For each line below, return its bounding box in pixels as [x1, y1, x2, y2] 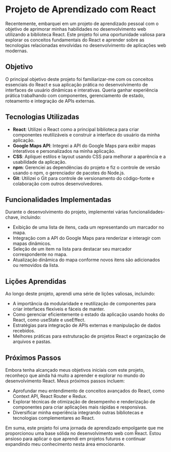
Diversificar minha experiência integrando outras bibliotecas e [12, 410, 144, 415]
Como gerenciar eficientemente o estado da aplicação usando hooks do [12, 311, 165, 318]
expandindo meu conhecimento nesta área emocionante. [5, 441, 125, 447]
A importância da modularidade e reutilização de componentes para [12, 301, 156, 307]
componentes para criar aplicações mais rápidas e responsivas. [12, 404, 148, 410]
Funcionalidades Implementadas [5, 195, 111, 204]
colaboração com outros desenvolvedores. [12, 180, 103, 187]
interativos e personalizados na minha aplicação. [12, 148, 116, 154]
